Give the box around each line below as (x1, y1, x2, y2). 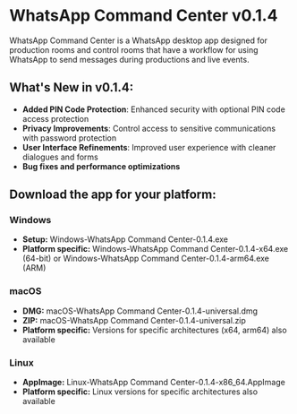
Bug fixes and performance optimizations (21, 160, 181, 171)
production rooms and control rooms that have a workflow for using (9, 44, 259, 55)
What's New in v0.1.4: (9, 80, 134, 95)
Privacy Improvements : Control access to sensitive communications (21, 123, 276, 134)
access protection (21, 113, 89, 124)
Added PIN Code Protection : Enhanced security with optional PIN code (21, 104, 286, 115)
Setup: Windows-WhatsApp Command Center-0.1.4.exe (21, 234, 229, 245)
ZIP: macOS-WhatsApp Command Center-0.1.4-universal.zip (21, 315, 246, 325)
